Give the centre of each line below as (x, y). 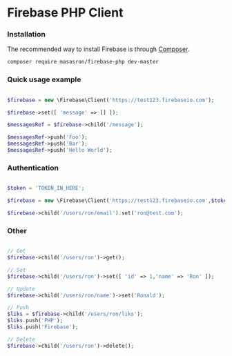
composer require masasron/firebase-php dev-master (83, 62)
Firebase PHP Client (65, 13)
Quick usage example (44, 79)
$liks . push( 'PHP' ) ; (35, 321)
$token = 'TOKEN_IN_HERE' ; (46, 188)
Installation (27, 34)
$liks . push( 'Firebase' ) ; (43, 327)
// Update (21, 289)
